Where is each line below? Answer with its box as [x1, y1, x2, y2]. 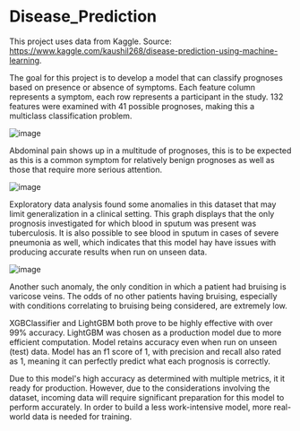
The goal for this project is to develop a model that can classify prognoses [9, 72, 284, 82]
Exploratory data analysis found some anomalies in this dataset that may [9, 199, 277, 210]
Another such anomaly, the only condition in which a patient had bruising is [9, 280, 287, 292]
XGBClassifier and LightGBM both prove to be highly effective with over [9, 317, 273, 328]
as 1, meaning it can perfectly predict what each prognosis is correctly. [9, 356, 271, 366]
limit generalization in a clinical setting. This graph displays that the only [9, 208, 275, 219]
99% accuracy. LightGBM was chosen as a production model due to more [9, 327, 282, 338]
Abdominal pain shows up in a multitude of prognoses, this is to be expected [9, 145, 292, 156]
